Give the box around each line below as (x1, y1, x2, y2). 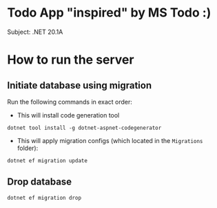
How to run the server (7, 52, 134, 68)
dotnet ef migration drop (7, 194, 81, 201)
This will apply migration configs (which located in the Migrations (17, 136, 203, 144)
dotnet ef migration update (7, 157, 88, 164)
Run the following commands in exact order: (7, 97, 133, 106)
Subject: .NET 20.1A (7, 28, 63, 36)
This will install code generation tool (17, 111, 120, 119)
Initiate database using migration (7, 79, 152, 91)
